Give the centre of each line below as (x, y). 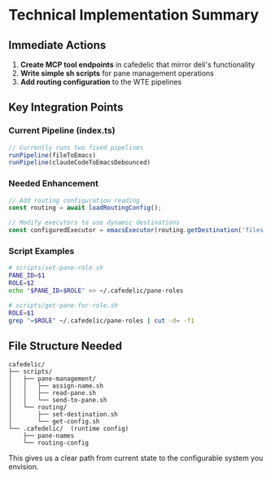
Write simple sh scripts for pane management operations (117, 73)
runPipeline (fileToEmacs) (52, 155)
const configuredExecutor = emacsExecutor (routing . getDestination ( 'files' (138, 230)
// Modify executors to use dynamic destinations (94, 223)
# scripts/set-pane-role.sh (56, 268)
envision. (24, 467)
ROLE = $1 (22, 313)
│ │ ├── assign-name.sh (56, 386)
